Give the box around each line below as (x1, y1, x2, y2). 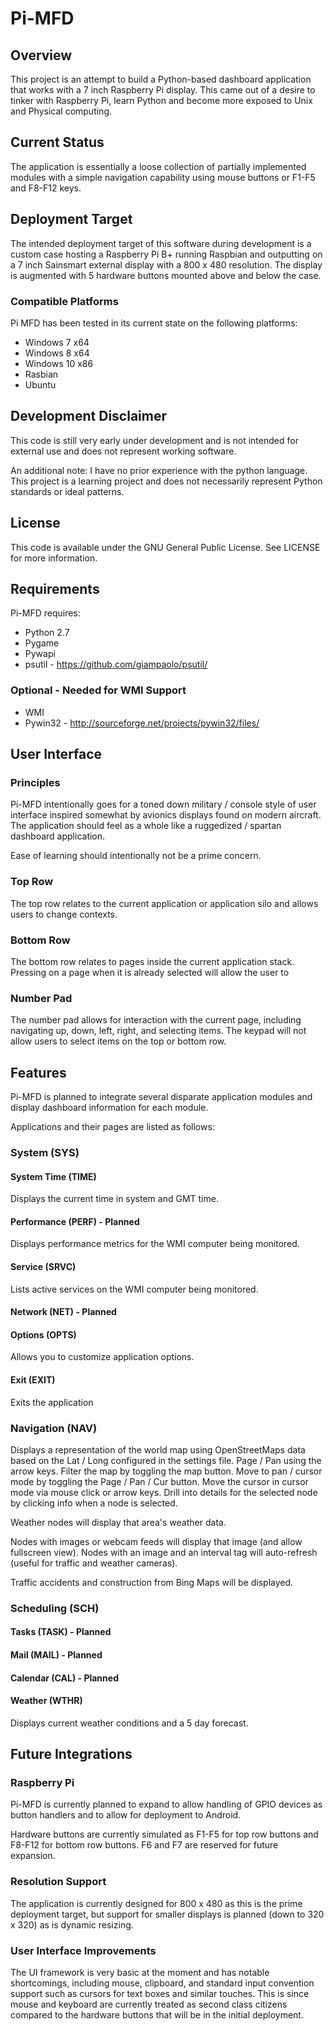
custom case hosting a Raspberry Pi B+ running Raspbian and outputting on (10, 248, 323, 260)
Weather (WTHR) (10, 1695, 83, 1707)
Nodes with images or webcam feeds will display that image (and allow (10, 1535, 303, 1547)
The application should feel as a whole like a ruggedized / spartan (10, 820, 282, 832)
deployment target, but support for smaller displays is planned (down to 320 (10, 1908, 325, 1920)
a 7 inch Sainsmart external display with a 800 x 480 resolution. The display (10, 258, 323, 271)
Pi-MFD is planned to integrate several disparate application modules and (10, 1091, 313, 1103)
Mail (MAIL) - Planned (10, 1648, 103, 1661)
